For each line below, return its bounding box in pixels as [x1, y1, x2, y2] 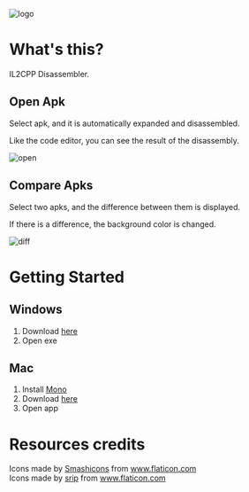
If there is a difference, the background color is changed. [9, 218, 216, 230]
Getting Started [9, 267, 125, 287]
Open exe [21, 335, 57, 346]
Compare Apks [9, 178, 94, 193]
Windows [9, 302, 63, 317]
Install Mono [21, 384, 68, 394]
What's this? [9, 40, 104, 59]
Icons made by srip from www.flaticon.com [9, 472, 166, 483]
